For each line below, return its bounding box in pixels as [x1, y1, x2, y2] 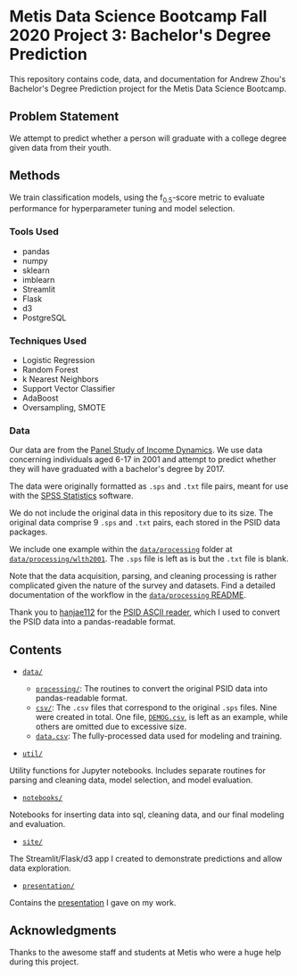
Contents [9, 642, 62, 658]
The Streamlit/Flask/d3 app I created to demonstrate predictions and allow [9, 854, 283, 864]
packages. [9, 526, 48, 537]
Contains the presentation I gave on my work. [9, 897, 177, 908]
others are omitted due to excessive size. [35, 721, 187, 732]
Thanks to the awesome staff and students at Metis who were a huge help [9, 947, 282, 957]
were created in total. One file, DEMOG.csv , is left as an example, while [35, 712, 288, 723]
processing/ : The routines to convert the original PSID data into [35, 683, 268, 694]
